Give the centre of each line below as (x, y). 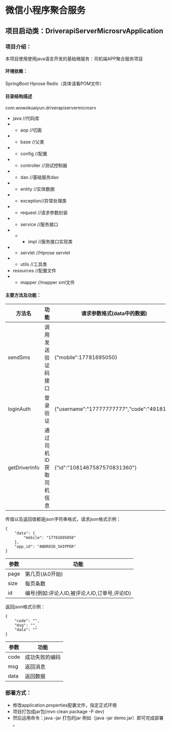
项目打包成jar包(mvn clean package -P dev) (58, 711)
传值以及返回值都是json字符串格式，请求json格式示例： (63, 519)
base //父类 (32, 142)
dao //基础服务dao (39, 177)
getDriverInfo (24, 468)
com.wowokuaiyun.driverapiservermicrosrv (51, 108)
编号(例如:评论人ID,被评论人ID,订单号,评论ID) (78, 593)
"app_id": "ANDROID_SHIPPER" (45, 547)
